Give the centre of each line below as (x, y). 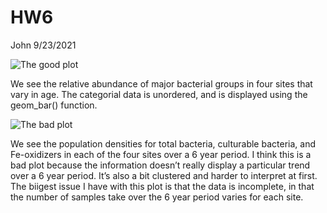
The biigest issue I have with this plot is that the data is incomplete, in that (162, 186)
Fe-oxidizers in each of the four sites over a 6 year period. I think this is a (161, 154)
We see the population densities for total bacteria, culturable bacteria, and (163, 143)
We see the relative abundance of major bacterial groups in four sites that (161, 83)
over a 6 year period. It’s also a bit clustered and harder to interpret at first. (164, 175)
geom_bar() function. (54, 105)
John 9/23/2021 (43, 45)
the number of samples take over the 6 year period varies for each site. (157, 197)
